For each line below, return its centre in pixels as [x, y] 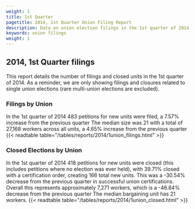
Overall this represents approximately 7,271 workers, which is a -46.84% [93, 188]
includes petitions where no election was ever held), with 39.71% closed [93, 169]
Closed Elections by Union [44, 151]
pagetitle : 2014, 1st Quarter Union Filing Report [69, 22]
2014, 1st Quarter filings [51, 62]
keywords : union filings [36, 33]
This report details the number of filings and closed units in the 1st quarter [95, 76]
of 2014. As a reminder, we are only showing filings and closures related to [96, 82]
